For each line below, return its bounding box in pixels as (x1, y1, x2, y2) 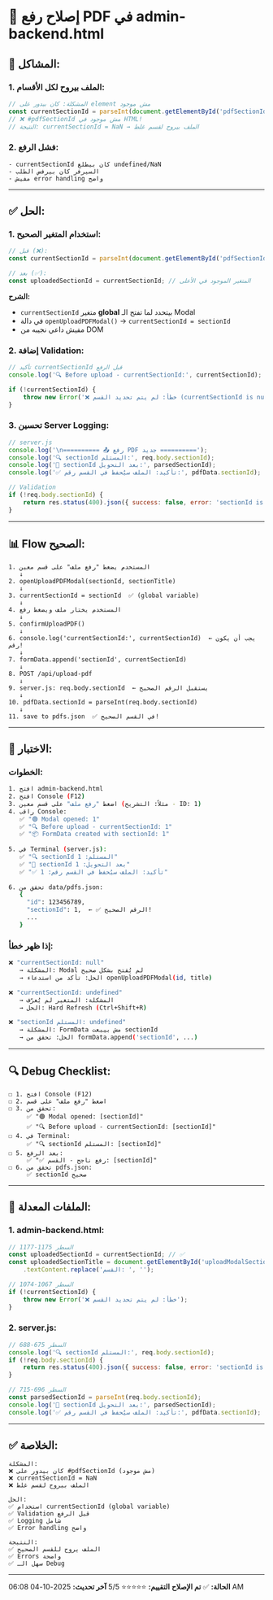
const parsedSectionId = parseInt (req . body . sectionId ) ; (8, 1393, 201, 1402)
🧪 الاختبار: (8, 742, 53, 756)
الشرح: (8, 291, 31, 301)
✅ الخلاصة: (8, 1439, 58, 1453)
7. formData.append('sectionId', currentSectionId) (8, 655, 187, 664)
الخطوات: (8, 766, 43, 778)
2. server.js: (8, 1322, 57, 1333)
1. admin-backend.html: (8, 1224, 105, 1236)
